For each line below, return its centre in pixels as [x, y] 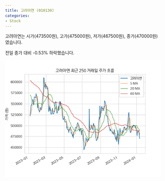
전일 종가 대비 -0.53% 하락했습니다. [40, 53]
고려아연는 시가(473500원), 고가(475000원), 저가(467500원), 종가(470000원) [82, 36]
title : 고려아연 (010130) [30, 10]
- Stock [13, 21]
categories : [17, 16]
